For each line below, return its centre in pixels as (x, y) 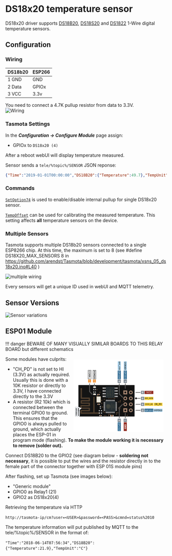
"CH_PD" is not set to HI (38, 369)
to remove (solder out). (38, 446)
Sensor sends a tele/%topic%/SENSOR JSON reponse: (61, 165)
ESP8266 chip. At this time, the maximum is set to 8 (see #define (74, 250)
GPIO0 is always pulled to (40, 423)
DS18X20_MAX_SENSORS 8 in (37, 256)
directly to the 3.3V (33, 396)
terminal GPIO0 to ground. (40, 413)
